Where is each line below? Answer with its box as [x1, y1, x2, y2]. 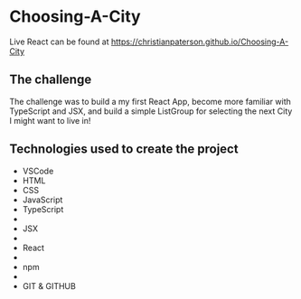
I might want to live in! [9, 115, 91, 126]
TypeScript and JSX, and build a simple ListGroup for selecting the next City [9, 106, 293, 117]
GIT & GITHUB [22, 280, 77, 291]
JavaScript [22, 194, 63, 205]
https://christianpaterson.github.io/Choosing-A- [110, 36, 289, 47]
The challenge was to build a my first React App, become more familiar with [9, 96, 292, 107]
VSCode [22, 165, 54, 176]
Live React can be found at [9, 36, 110, 47]
